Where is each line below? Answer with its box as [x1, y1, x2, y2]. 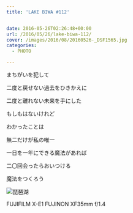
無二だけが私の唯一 [6, 136, 55, 143]
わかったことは [6, 123, 44, 130]
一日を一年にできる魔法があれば [6, 149, 87, 156]
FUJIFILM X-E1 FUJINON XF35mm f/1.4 [6, 200, 106, 207]
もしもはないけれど [6, 110, 55, 117]
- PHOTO [12, 48, 32, 54]
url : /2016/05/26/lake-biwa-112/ [6, 31, 92, 37]
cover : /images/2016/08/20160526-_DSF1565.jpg [6, 37, 127, 43]
